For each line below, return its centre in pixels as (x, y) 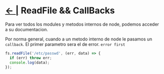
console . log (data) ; (30, 62)
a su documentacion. (27, 29)
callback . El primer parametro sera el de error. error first (65, 44)
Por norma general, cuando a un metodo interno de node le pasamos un (79, 39)
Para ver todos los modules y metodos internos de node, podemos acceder (82, 24)
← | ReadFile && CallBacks (60, 11)
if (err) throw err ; (31, 58)
